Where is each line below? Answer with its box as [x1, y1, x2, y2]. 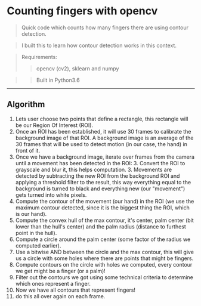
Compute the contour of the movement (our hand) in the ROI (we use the [15, 197, 194, 205]
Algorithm [7, 100, 45, 110]
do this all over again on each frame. [15, 292, 106, 299]
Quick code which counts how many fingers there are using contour [21, 24, 188, 31]
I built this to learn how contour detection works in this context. [21, 42, 177, 49]
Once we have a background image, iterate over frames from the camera [15, 153, 195, 160]
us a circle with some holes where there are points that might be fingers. [15, 255, 194, 262]
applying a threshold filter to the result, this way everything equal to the [15, 178, 191, 186]
